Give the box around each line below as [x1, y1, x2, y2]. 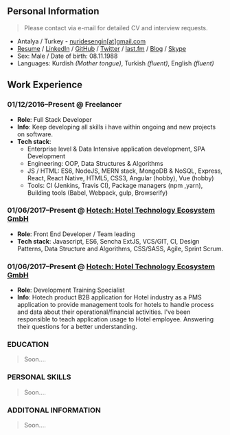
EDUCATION [7, 340, 49, 350]
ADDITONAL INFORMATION [7, 405, 101, 415]
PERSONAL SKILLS [7, 372, 71, 382]
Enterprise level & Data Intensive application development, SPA [27, 145, 206, 153]
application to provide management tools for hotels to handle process [16, 301, 214, 309]
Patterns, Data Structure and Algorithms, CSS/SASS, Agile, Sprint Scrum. [16, 244, 224, 253]
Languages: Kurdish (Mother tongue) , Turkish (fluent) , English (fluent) [16, 59, 214, 67]
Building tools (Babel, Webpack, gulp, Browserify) [27, 189, 168, 197]
